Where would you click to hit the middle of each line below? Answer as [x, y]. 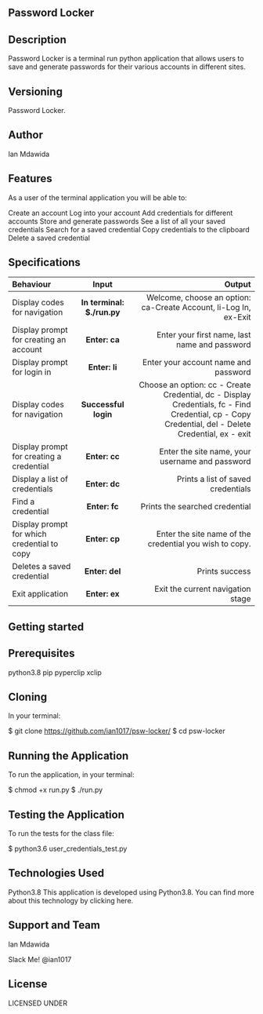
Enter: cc [103, 457]
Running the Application [68, 755]
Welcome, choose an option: [198, 297]
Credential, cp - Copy [211, 414]
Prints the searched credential [196, 507]
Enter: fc [103, 507]
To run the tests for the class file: [61, 833]
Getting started [46, 627]
